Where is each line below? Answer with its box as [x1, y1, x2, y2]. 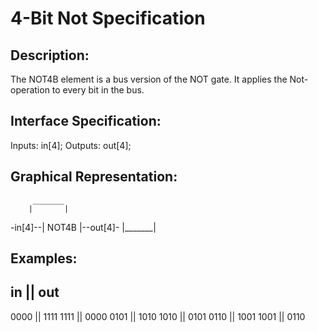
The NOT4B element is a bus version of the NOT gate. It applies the [10, 73, 288, 85]
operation [10, 84, 50, 96]
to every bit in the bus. [51, 84, 145, 96]
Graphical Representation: [10, 168, 178, 186]
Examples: [10, 250, 78, 267]
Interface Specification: [10, 113, 162, 130]
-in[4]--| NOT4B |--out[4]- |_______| [10, 221, 157, 233]
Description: [10, 47, 90, 64]
